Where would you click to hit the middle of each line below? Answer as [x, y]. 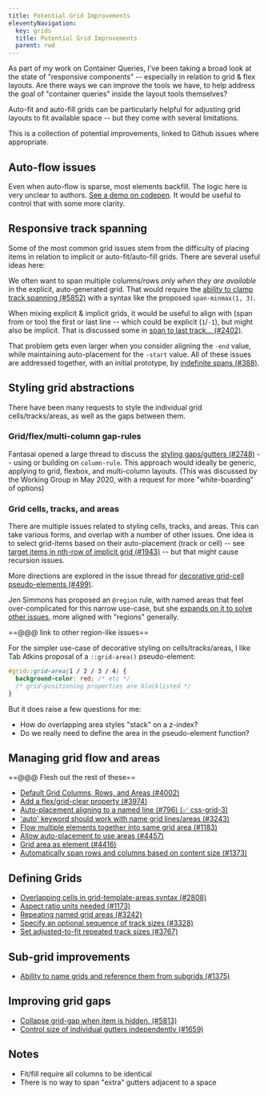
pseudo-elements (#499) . [51, 584]
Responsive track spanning [78, 229]
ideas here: [27, 265]
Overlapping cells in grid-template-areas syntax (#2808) [113, 898]
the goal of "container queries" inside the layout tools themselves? [118, 94]
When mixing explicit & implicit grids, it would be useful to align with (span [131, 313]
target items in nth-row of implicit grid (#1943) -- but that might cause [123, 552]
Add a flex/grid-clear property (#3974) [84, 802]
